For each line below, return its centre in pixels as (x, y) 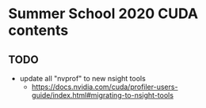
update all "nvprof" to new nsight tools (83, 78)
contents (38, 30)
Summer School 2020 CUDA (103, 14)
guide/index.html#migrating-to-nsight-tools (103, 95)
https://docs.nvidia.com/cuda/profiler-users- (105, 87)
